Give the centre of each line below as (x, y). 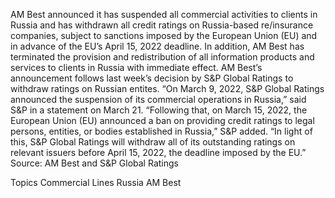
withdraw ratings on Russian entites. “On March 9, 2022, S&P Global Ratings (167, 88)
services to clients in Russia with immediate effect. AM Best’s (136, 67)
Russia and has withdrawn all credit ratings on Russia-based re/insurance (162, 25)
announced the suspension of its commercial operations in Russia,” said (158, 99)
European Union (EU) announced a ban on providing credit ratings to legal (162, 120)
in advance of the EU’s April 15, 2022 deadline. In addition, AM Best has (157, 46)
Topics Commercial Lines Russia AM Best (96, 182)
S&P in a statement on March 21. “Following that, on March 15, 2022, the (159, 110)
